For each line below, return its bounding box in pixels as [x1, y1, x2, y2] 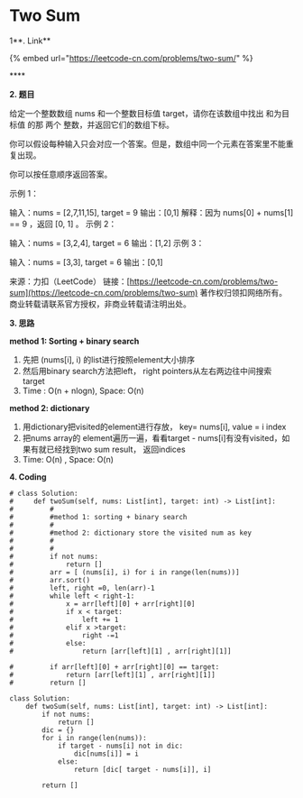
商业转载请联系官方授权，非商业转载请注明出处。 [9, 298, 191, 309]
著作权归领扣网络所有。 [199, 287, 288, 298]
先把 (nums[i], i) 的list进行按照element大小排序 [22, 353, 196, 365]
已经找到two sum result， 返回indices [46, 444, 187, 454]
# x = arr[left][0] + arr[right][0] [9, 599, 196, 609]
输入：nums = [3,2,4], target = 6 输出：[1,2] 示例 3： [9, 237, 205, 248]
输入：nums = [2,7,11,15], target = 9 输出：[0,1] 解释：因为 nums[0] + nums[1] [9, 206, 294, 217]
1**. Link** [9, 35, 51, 46]
